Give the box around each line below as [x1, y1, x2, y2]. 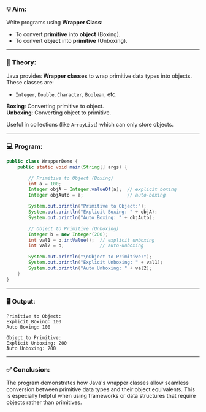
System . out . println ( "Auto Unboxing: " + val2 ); [28, 265, 152, 271]
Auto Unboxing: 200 [6, 345, 56, 351]
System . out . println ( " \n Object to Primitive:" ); [28, 253, 152, 260]
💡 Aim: [6, 5, 27, 13]
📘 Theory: [6, 58, 37, 67]
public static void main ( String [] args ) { [17, 164, 128, 170]
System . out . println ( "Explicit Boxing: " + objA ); [28, 209, 158, 215]
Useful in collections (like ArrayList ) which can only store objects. [6, 121, 174, 128]
